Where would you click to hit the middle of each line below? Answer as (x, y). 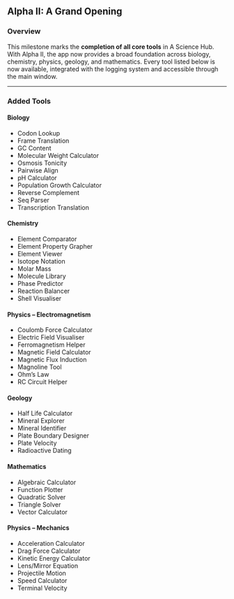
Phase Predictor (40, 284)
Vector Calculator (42, 512)
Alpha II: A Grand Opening (65, 12)
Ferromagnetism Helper (51, 345)
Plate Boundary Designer (53, 435)
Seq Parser (33, 200)
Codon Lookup (39, 133)
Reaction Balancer (44, 291)
